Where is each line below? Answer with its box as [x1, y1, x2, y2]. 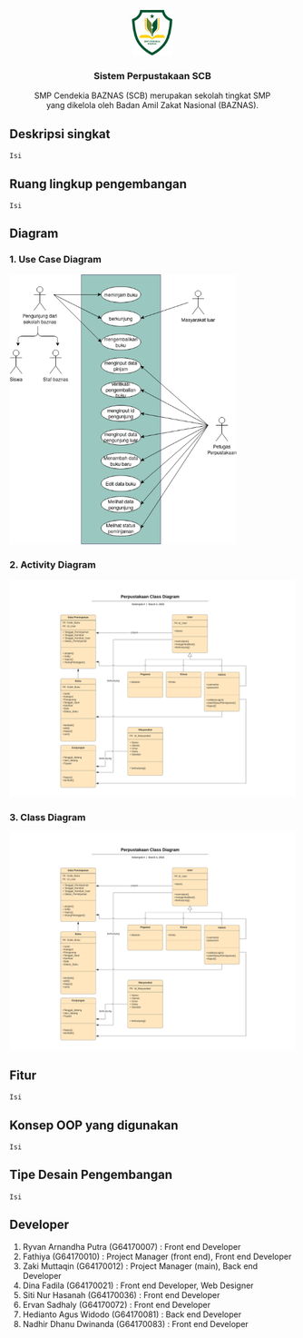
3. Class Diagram [9, 811, 86, 824]
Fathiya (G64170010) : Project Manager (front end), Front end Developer [22, 1251, 292, 1262]
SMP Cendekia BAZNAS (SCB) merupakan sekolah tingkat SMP [34, 90, 271, 101]
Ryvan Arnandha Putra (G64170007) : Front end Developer [22, 1241, 241, 1252]
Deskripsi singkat [9, 126, 111, 142]
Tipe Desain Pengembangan [9, 1167, 172, 1183]
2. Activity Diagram [9, 558, 97, 570]
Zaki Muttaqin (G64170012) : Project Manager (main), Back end [22, 1260, 259, 1272]
